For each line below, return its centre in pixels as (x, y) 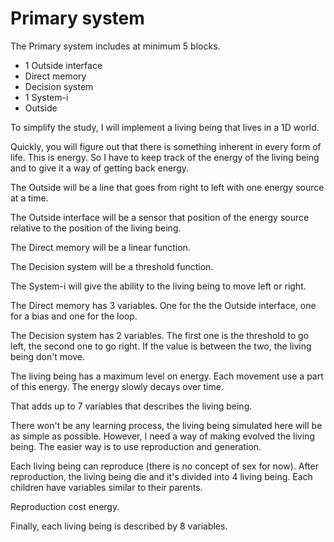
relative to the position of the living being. (96, 228)
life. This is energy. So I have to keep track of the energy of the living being (165, 157)
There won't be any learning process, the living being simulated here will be (166, 425)
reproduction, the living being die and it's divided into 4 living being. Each (161, 476)
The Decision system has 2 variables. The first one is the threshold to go (160, 335)
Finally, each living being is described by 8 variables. (119, 526)
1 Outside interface (63, 65)
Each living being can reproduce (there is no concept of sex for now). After (164, 466)
